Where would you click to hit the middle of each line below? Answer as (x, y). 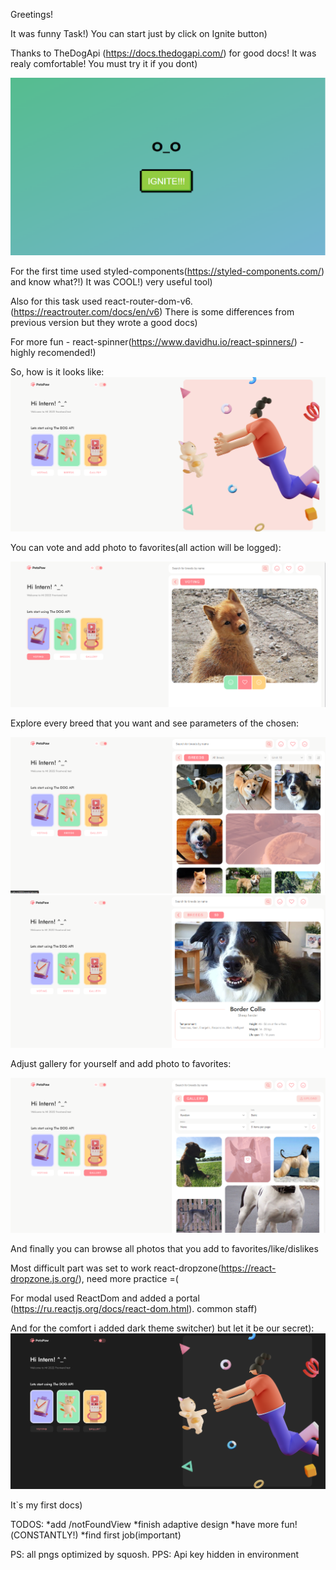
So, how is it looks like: (57, 371)
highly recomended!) (53, 352)
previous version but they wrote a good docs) (104, 322)
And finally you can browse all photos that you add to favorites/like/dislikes (164, 1248)
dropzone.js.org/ (44, 1278)
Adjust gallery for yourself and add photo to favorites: (121, 1063)
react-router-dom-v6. (148, 301)
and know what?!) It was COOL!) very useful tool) (111, 281)
